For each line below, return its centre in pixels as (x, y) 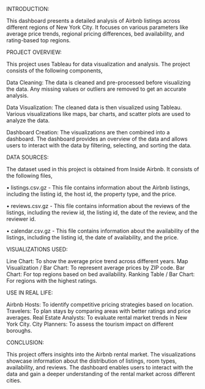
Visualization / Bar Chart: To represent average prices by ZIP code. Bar (95, 268)
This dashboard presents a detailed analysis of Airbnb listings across (93, 21)
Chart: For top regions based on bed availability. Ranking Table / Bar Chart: (101, 274)
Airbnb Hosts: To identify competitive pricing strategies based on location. (100, 304)
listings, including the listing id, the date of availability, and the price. (92, 237)
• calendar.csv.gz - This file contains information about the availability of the (103, 231)
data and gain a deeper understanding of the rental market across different (101, 374)
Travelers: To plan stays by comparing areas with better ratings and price (99, 311)
